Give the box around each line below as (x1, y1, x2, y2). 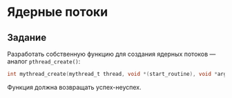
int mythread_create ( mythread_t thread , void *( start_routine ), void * (7, 70, 217, 77)
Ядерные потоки (7, 4, 108, 20)
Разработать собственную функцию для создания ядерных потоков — (7, 50, 216, 58)
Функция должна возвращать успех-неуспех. (7, 83, 142, 91)
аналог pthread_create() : (7, 57, 81, 66)
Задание (7, 32, 47, 43)
